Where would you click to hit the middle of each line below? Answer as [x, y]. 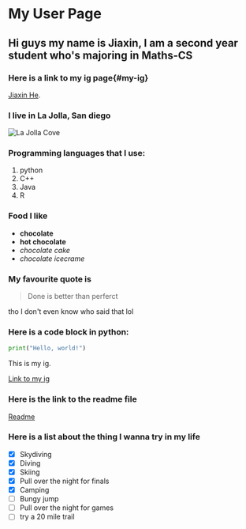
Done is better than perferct [73, 297]
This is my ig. [30, 364]
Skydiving [36, 454]
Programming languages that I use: [77, 153]
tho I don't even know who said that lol [71, 312]
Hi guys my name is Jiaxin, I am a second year [123, 43]
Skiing [30, 472]
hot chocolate [43, 241]
